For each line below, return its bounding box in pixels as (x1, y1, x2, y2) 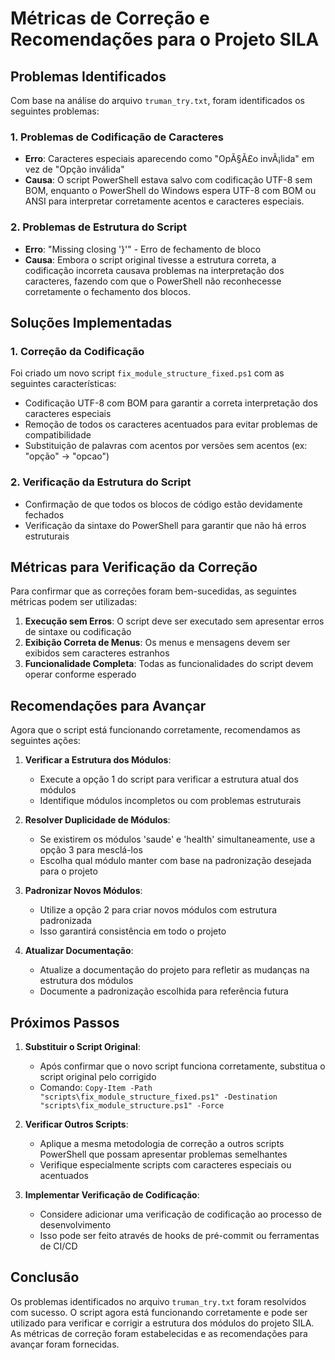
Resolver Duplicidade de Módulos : (24, 814, 171, 826)
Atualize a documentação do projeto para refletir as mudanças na (39, 964, 310, 976)
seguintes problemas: (10, 105, 100, 117)
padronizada (39, 915, 92, 927)
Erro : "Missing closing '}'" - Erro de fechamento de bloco (24, 243, 262, 255)
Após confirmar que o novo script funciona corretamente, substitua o (39, 1060, 326, 1072)
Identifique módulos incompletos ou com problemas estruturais (39, 795, 302, 807)
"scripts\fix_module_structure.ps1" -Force (39, 1101, 225, 1111)
